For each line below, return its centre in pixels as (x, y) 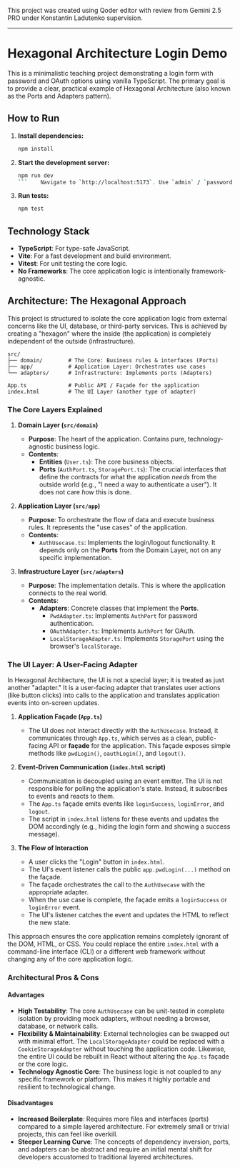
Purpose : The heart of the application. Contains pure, (107, 439)
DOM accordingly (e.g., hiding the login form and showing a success (129, 827)
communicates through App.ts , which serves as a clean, (111, 738)
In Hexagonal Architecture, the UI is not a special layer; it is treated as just (116, 680)
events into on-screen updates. (54, 703)
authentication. (72, 624)
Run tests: (33, 196)
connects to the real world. (68, 593)
